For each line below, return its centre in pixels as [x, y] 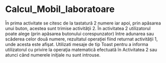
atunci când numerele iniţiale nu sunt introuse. [53, 55]
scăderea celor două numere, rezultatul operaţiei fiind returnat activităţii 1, [81, 39]
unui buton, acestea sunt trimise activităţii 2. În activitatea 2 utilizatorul [78, 28]
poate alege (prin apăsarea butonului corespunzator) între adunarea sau [80, 33]
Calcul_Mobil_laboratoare [60, 9]
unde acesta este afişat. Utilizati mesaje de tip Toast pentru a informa [77, 44]
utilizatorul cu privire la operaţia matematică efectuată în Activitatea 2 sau [81, 49]
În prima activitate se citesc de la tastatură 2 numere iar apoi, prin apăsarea [83, 23]
